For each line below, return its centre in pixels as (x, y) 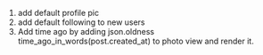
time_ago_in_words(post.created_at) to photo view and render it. (136, 41)
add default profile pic (58, 13)
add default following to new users (81, 22)
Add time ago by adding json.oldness (86, 31)
